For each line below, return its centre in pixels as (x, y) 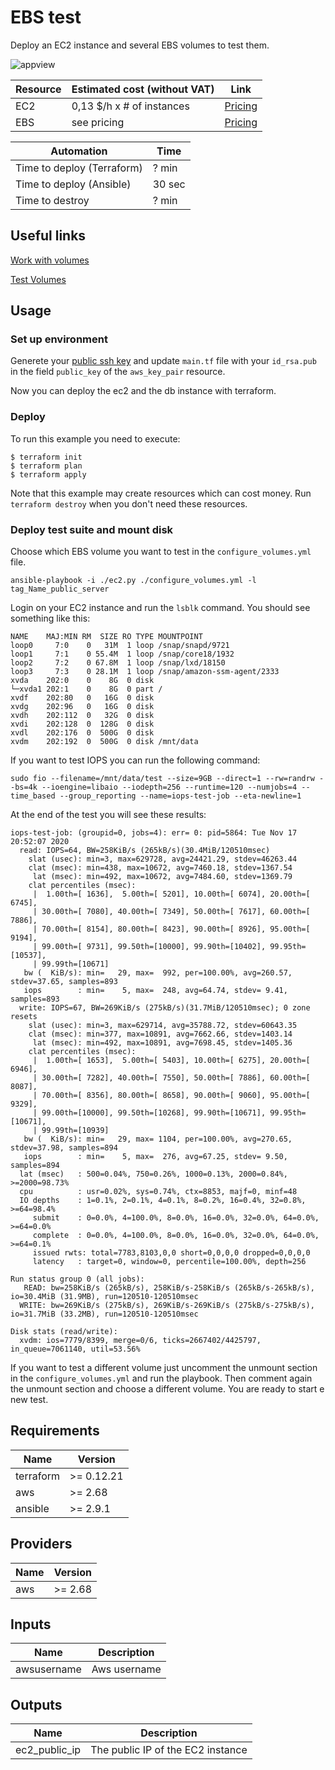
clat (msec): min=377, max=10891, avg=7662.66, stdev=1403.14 (160, 1034)
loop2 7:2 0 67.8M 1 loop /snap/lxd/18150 (118, 663)
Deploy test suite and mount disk (92, 529)
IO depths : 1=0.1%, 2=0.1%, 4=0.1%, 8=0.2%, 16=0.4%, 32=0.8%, (163, 1201)
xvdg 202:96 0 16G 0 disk (82, 707)
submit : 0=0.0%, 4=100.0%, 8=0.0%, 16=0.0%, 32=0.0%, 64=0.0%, (176, 1218)
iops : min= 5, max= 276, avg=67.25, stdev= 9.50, (155, 1157)
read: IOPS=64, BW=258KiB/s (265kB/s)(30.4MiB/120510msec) (145, 851)
